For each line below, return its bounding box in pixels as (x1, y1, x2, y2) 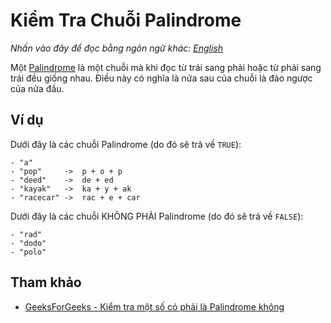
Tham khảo (10, 274, 82, 291)
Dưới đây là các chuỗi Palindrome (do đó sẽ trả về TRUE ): (10, 138, 242, 150)
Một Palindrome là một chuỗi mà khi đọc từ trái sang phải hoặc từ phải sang (10, 61, 322, 73)
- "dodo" (10, 238, 47, 248)
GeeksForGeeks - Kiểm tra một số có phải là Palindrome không (24, 300, 285, 313)
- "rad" (10, 229, 43, 239)
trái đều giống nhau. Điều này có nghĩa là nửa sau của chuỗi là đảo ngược (10, 72, 313, 84)
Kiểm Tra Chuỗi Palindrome (10, 9, 242, 32)
